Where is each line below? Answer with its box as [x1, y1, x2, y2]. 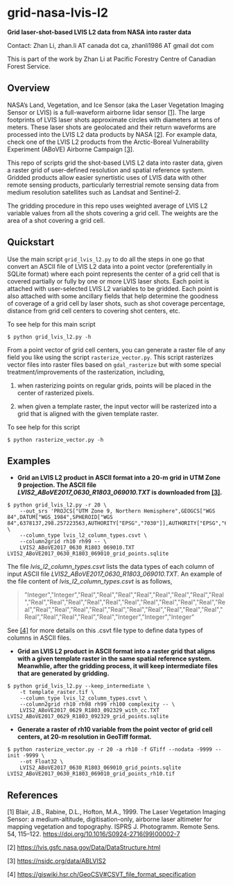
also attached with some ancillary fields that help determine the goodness [7, 292, 218, 300]
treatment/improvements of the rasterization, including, [7, 367, 165, 376]
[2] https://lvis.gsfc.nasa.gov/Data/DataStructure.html [7, 843, 161, 852]
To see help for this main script [7, 320, 96, 328]
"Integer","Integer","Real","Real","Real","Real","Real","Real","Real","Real [24, 590, 224, 599]
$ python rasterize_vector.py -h [7, 436, 104, 443]
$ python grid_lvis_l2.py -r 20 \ [7, 502, 107, 508]
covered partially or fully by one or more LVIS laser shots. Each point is [7, 276, 209, 286]
